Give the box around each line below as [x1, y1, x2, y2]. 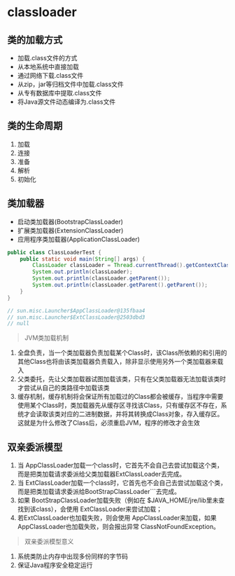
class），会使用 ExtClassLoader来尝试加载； [36, 505, 163, 514]
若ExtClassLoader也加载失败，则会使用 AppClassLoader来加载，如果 [17, 514, 217, 522]
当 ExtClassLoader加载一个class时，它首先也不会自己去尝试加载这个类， [17, 479, 227, 487]
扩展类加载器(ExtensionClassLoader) [17, 226, 124, 235]
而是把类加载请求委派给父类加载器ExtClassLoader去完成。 [17, 470, 186, 479]
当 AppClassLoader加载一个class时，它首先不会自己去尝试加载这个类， [17, 461, 224, 469]
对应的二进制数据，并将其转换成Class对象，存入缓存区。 [60, 410, 224, 418]
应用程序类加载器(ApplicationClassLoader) [17, 235, 140, 243]
